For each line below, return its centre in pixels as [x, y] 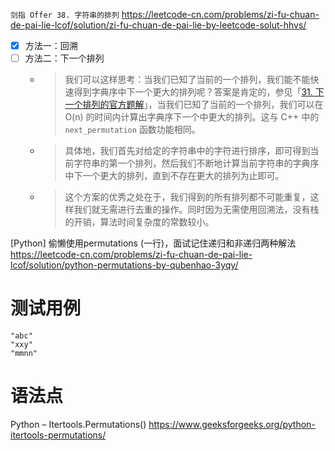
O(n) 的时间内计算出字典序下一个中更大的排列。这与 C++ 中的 [192, 117]
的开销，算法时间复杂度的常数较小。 [139, 222]
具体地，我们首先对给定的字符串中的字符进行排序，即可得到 [187, 151]
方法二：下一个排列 [64, 58]
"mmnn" [24, 354]
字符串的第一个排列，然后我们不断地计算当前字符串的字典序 [196, 163]
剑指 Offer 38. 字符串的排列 [65, 15]
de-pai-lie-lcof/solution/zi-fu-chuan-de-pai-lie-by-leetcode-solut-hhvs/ [158, 25]
